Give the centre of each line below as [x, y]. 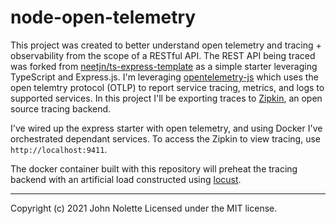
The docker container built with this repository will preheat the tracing [154, 168]
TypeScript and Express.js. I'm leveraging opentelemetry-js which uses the [164, 77]
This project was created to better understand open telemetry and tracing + [166, 45]
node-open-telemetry [103, 17]
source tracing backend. [61, 108]
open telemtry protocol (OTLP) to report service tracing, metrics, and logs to [167, 87]
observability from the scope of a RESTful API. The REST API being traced [163, 55]
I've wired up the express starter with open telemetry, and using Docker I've [166, 128]
